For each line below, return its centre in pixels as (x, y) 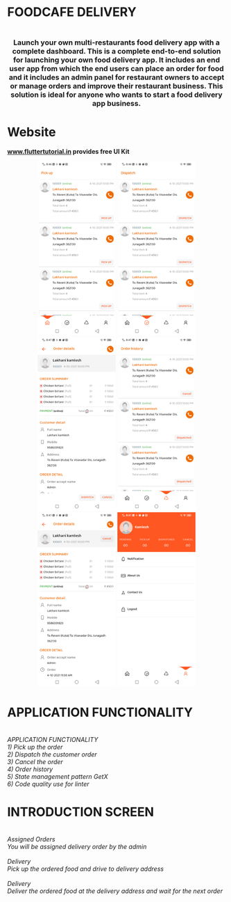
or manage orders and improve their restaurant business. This (117, 86)
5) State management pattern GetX (58, 776)
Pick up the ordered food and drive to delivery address (86, 869)
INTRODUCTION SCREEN (81, 812)
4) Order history (30, 769)
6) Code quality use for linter (48, 784)
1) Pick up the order (35, 747)
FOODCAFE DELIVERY (72, 12)
